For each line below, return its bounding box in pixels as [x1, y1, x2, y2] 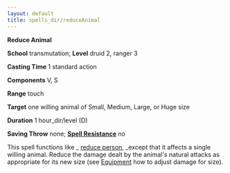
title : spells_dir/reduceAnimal [7, 17, 100, 24]
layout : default [7, 10, 54, 17]
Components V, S [7, 75, 58, 84]
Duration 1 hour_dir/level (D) [7, 116, 88, 125]
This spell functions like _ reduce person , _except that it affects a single [7, 143, 211, 151]
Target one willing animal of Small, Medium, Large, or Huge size [7, 102, 191, 111]
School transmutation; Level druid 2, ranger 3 [7, 49, 139, 57]
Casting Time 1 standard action [7, 62, 97, 71]
